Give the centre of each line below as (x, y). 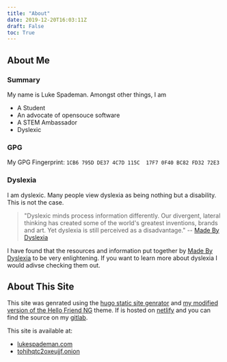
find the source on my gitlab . (48, 318)
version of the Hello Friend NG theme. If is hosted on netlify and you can (109, 310)
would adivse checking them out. (54, 265)
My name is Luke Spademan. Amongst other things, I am (87, 94)
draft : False (26, 26)
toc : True (21, 33)
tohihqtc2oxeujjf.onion (48, 351)
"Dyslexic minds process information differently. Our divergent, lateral (122, 216)
